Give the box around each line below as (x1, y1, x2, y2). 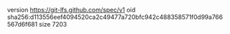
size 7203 (39, 20, 67, 28)
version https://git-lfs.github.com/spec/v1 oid (7, 6, 136, 14)
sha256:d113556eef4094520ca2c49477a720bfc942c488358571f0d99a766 (7, 13, 223, 21)
